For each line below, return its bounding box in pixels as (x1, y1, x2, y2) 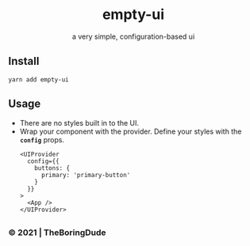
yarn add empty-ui (8, 75, 69, 84)
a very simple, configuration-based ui (71, 32, 195, 41)
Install (8, 55, 40, 68)
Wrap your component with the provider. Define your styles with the (19, 127, 242, 136)
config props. (19, 134, 65, 144)
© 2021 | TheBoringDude (8, 227, 106, 238)
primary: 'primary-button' (40, 171, 131, 179)
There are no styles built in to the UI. (19, 118, 139, 127)
